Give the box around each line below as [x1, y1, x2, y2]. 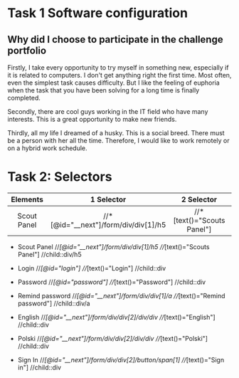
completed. [7, 94, 41, 102]
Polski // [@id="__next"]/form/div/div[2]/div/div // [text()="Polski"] [17, 334, 208, 342]
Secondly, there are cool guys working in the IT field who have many [7, 107, 208, 115]
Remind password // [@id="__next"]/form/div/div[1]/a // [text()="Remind [17, 291, 225, 300]
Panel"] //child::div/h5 [17, 250, 82, 258]
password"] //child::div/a [17, 299, 90, 308]
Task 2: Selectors [7, 169, 112, 185]
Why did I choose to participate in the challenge [7, 33, 223, 46]
